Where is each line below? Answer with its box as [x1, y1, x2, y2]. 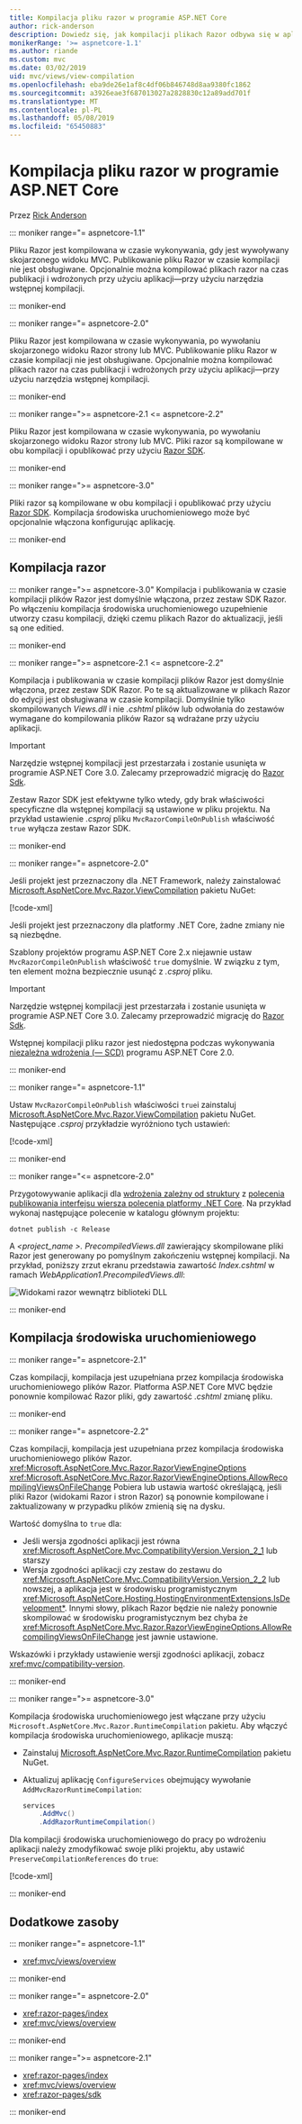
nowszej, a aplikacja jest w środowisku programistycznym [22, 1583, 238, 1594]
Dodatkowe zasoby [9, 1914, 120, 1929]
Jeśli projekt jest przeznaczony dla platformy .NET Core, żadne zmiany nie [9, 920, 285, 930]
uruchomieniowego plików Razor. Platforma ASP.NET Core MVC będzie [9, 1381, 273, 1392]
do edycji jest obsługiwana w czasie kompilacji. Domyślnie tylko [9, 694, 245, 704]
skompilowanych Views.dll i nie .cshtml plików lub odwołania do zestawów [9, 703, 285, 714]
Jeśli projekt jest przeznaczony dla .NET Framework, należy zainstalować [9, 875, 281, 885]
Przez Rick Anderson [9, 209, 87, 221]
